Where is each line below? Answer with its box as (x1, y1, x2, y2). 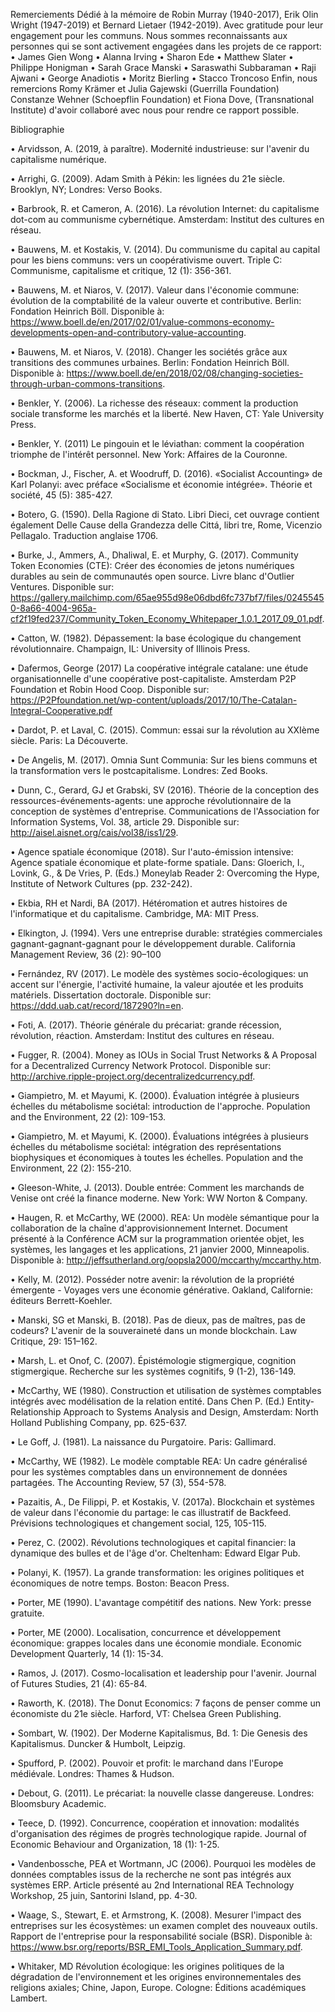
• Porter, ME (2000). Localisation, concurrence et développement (10, 1627, 281, 1638)
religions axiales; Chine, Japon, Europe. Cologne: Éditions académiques (10, 1982, 307, 1993)
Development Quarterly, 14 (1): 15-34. (10, 1648, 164, 1659)
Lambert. (10, 1992, 48, 2004)
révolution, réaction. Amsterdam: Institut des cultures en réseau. (10, 1030, 275, 1041)
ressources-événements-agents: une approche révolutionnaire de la (10, 795, 292, 806)
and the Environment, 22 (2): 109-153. (10, 1111, 167, 1123)
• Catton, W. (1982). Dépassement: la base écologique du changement (10, 632, 302, 644)
